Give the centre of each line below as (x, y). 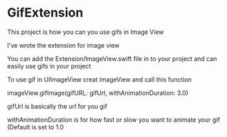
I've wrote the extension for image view (63, 45)
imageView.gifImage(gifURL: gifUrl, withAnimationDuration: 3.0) (98, 93)
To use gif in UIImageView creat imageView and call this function (100, 79)
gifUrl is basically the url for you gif (57, 106)
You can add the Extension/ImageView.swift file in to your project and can (112, 58)
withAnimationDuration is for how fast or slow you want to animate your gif (113, 120)
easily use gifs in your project (49, 66)
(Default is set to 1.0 (36, 127)
